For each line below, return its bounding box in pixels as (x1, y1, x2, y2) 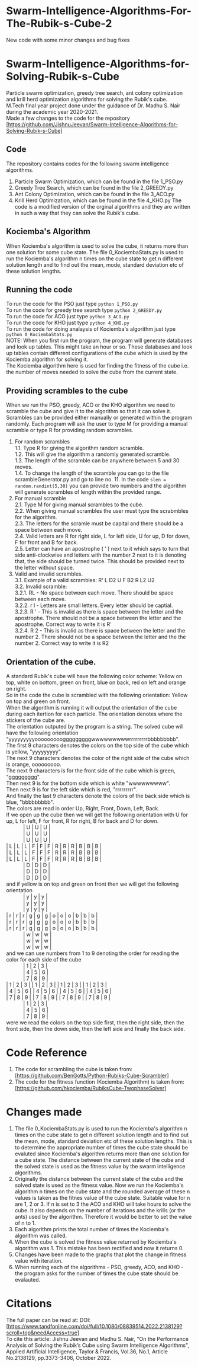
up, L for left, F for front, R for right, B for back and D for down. (6, 817, 159, 825)
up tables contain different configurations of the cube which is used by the (6, 350, 188, 357)
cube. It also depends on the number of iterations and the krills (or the (14, 1206, 186, 1213)
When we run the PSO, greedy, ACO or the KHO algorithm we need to (6, 401, 176, 408)
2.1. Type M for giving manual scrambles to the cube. (14, 501, 144, 508)
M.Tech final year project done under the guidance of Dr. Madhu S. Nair (6, 102, 181, 109)
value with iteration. (14, 1257, 63, 1264)
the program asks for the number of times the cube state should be (14, 1270, 178, 1277)
